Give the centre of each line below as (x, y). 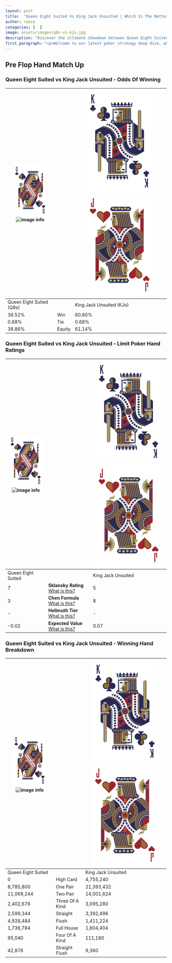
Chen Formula (64, 598)
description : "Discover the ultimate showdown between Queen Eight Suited (87, 38)
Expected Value (66, 623)
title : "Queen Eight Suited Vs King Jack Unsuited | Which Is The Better (87, 16)
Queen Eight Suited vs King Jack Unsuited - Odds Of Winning (83, 80)
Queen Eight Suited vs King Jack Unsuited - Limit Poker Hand (83, 344)
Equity (64, 329)
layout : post (19, 11)
